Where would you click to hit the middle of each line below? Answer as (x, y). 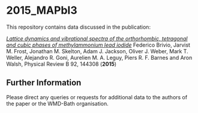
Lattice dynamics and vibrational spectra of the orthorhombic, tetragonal (97, 38)
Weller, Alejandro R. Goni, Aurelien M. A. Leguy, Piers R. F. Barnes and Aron (99, 57)
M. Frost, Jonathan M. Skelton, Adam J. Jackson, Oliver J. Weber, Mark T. (97, 51)
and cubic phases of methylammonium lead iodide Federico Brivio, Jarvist (98, 45)
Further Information (44, 83)
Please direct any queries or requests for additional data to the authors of (97, 97)
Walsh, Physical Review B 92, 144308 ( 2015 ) (61, 64)
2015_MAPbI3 (42, 10)
